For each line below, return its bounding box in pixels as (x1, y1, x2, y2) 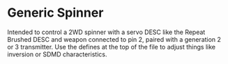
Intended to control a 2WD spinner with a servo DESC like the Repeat (7, 28, 206, 36)
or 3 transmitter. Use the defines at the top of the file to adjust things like (7, 42, 216, 51)
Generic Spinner (7, 5, 104, 21)
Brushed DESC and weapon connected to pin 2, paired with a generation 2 (7, 35, 222, 43)
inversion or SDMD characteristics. (7, 50, 107, 58)
